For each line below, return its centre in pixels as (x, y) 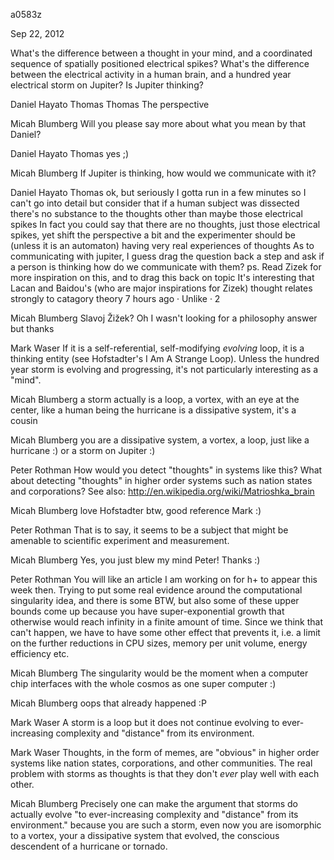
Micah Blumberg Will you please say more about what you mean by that (158, 123)
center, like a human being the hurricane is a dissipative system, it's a (153, 410)
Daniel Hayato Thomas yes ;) (70, 153)
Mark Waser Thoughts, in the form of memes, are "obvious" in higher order (165, 752)
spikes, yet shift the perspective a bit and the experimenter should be (153, 235)
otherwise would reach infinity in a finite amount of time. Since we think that (167, 622)
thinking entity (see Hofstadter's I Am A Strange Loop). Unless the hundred (165, 358)
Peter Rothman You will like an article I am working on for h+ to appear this (164, 579)
